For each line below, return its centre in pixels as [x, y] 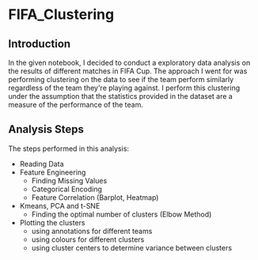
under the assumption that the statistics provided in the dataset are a [121, 96]
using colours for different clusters [88, 239]
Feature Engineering [53, 172]
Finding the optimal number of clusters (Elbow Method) [121, 214]
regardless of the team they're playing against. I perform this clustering [124, 88]
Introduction [40, 44]
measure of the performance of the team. [76, 105]
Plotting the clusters [52, 222]
